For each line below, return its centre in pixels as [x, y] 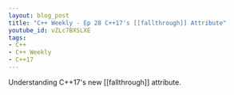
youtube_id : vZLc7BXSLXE [50, 30]
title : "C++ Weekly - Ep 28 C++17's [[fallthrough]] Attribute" [117, 23]
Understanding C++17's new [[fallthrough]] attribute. [95, 82]
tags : [17, 38]
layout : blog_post [39, 15]
